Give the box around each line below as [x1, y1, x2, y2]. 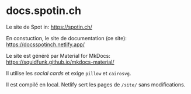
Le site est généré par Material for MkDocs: [6, 52, 111, 59]
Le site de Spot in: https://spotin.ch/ [6, 23, 92, 30]
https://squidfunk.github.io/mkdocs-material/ [6, 58, 114, 65]
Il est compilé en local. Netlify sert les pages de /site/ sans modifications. [6, 81, 186, 88]
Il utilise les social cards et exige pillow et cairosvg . [6, 69, 131, 76]
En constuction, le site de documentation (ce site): [6, 34, 127, 41]
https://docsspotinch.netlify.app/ [6, 41, 85, 48]
